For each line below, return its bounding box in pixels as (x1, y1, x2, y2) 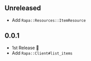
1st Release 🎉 (11, 45, 39, 51)
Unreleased (4, 4, 42, 12)
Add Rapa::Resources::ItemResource (11, 17, 86, 23)
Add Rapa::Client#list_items (11, 50, 73, 56)
